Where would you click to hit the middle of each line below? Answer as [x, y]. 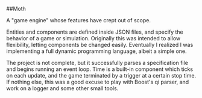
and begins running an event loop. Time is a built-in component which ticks [100, 69]
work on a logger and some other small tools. [62, 88]
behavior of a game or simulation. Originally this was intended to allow [93, 38]
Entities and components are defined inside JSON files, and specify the [95, 32]
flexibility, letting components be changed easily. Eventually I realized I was [100, 45]
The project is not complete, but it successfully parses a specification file [97, 63]
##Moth [16, 9]
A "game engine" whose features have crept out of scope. [78, 20]
